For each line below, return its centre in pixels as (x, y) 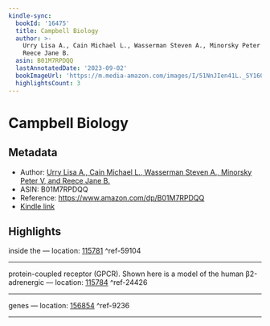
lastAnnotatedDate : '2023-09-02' (72, 68)
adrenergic (27, 283)
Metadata (33, 153)
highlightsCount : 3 (48, 83)
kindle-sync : (30, 16)
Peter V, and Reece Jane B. (65, 180)
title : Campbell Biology (57, 31)
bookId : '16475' (43, 23)
